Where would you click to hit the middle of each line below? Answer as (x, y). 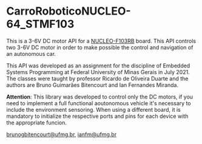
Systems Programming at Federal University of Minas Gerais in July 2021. (98, 72)
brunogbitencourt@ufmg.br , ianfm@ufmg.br (62, 134)
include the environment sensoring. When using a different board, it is (93, 109)
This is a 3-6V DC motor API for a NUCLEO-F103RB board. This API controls (101, 41)
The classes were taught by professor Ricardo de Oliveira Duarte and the (97, 78)
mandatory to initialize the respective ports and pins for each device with (97, 116)
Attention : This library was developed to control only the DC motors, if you (99, 97)
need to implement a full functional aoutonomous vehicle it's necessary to (99, 103)
